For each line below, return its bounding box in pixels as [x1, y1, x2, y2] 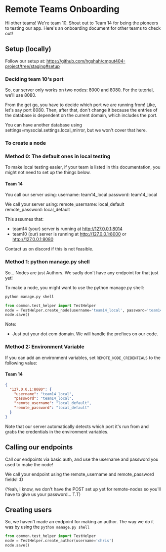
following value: [5, 360, 38, 366]
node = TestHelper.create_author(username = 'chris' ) [5, 538, 114, 544]
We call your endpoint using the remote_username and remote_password [5, 471, 154, 477]
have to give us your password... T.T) [5, 491, 81, 497]
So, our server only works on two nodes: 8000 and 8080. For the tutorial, [5, 87, 154, 93]
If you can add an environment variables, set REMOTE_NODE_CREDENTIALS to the [5, 355, 161, 361]
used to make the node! [5, 461, 53, 467]
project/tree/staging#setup [5, 63, 60, 69]
